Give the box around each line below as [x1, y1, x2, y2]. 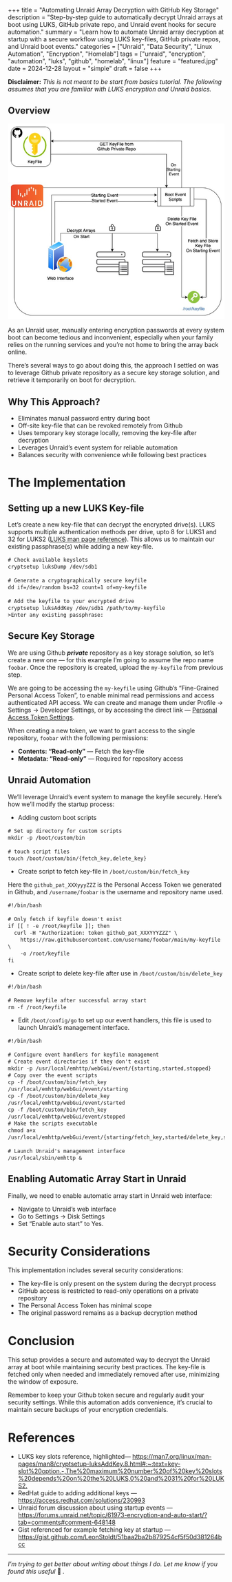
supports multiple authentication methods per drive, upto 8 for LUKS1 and [8, 528, 217, 536]
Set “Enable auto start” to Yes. [17, 1219, 104, 1227]
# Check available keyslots [8, 557, 89, 564]
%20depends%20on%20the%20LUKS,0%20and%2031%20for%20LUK [17, 1475, 224, 1483]
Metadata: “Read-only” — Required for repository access [17, 754, 184, 763]
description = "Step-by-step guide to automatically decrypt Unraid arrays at [8, 13, 223, 21]
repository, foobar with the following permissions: [8, 733, 149, 742]
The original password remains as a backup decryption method [17, 1309, 198, 1317]
